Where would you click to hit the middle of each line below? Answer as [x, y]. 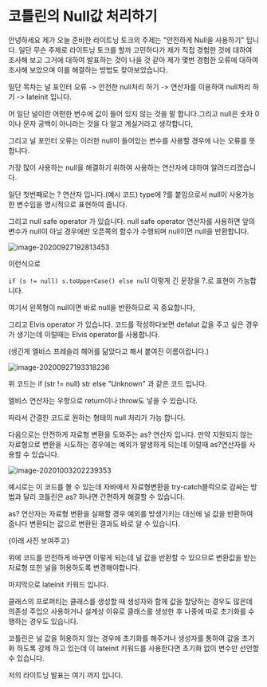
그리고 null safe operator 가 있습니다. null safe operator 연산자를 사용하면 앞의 [132, 221]
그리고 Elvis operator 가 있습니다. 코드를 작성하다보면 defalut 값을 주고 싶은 [126, 324]
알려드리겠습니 [234, 167]
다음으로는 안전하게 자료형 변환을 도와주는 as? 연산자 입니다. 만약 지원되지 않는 [131, 434]
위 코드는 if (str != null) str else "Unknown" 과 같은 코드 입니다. [108, 383]
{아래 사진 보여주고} [39, 540]
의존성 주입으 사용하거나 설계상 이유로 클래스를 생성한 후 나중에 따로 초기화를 [128, 611]
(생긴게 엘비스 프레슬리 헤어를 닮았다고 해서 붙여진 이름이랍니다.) [109, 351]
